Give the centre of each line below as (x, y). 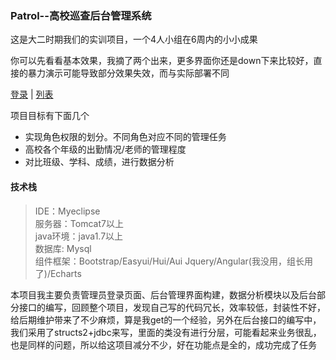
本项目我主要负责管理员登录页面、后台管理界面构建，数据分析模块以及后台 (163, 294)
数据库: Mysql (63, 248)
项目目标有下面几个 (50, 116)
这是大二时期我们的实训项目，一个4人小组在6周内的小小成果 (134, 39)
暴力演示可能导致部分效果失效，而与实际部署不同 (128, 73)
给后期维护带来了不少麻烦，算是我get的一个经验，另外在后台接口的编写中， (166, 319)
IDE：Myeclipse (67, 211)
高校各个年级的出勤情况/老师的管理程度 (105, 149)
